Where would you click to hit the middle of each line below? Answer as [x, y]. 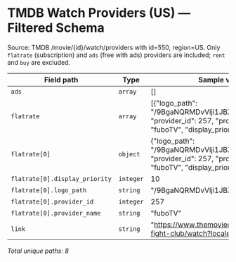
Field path [61, 80]
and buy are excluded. [39, 62]
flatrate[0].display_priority [61, 179]
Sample [211, 80]
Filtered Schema [56, 28]
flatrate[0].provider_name [56, 213]
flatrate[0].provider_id [52, 201]
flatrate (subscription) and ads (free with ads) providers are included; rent [116, 55]
